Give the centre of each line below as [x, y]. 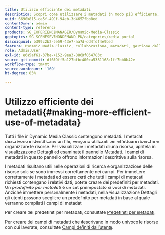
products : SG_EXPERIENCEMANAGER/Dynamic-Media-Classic [62, 32]
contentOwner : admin [26, 23]
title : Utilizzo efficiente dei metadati [48, 10]
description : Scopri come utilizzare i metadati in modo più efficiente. [82, 14]
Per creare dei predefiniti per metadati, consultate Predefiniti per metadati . [80, 212]
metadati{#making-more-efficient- [78, 112]
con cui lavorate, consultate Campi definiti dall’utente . [59, 227]
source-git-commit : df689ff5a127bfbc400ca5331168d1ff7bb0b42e [70, 60]
